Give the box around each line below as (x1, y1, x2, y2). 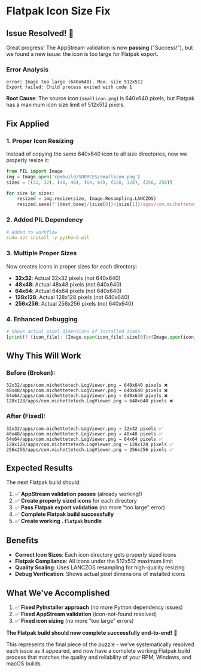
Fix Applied (6, 118, 50, 129)
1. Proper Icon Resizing (6, 136, 74, 145)
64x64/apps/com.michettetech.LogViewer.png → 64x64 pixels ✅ (6, 436, 163, 442)
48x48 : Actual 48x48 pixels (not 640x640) (14, 280, 122, 288)
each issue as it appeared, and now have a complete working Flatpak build (6, 647, 190, 655)
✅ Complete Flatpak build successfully (14, 510, 114, 518)
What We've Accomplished (6, 587, 110, 598)
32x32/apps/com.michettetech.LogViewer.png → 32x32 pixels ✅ (6, 425, 163, 432)
